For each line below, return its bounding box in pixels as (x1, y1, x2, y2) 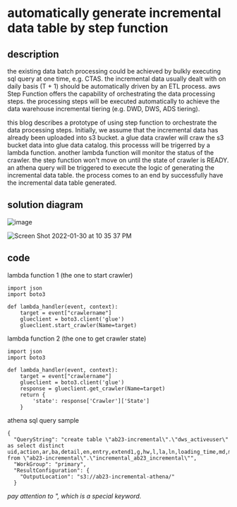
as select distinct (7, 442, 65, 449)
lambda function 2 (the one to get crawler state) (7, 334, 147, 343)
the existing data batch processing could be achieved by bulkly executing (7, 67, 221, 75)
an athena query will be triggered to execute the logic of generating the (7, 164, 215, 171)
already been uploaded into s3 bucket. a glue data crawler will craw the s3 (7, 133, 224, 142)
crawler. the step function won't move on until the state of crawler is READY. (7, 156, 229, 164)
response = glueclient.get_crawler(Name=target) (20, 384, 166, 392)
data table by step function (7, 20, 169, 36)
